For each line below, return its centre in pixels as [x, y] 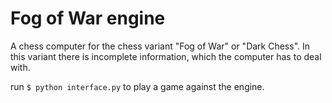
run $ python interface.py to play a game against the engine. [137, 86]
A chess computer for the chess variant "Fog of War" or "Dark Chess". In [160, 46]
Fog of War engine [88, 18]
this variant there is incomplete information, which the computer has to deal [166, 56]
